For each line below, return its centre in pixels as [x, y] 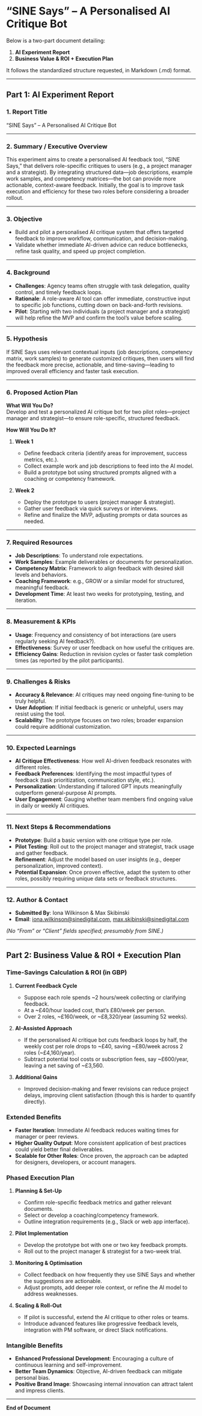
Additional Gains [36, 1077]
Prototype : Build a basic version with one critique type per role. [94, 840]
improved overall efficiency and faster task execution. [73, 371]
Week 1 [24, 442]
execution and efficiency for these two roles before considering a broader [98, 191]
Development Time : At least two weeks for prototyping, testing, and [99, 594]
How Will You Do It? [31, 430]
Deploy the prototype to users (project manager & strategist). [99, 502]
